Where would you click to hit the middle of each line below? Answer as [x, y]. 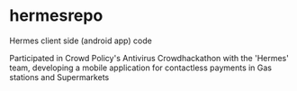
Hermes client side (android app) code [81, 41]
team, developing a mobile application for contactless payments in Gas [141, 68]
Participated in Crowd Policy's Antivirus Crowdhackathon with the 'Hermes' [149, 58]
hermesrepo [56, 16]
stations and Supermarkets [59, 77]
